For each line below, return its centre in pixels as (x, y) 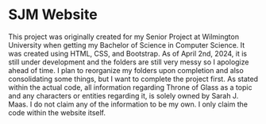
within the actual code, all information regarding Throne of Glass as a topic (130, 87)
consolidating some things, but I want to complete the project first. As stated (133, 79)
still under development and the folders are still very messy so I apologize (129, 62)
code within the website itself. (57, 112)
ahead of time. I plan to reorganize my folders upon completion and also (126, 70)
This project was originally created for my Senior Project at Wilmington (124, 37)
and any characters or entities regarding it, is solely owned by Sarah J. (123, 95)
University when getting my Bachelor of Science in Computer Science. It (127, 45)
